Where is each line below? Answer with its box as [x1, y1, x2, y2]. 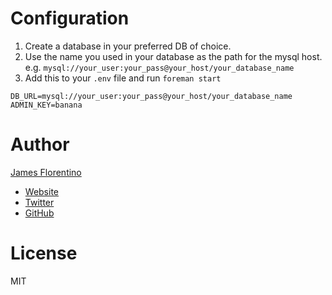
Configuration [10, 7, 130, 30]
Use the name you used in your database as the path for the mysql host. [24, 50, 323, 62]
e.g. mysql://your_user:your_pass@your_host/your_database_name [24, 61, 295, 73]
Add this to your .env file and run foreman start [24, 72, 222, 84]
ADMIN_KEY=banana [10, 100, 83, 110]
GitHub [24, 207, 55, 219]
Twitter [24, 196, 55, 208]
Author [10, 133, 70, 156]
